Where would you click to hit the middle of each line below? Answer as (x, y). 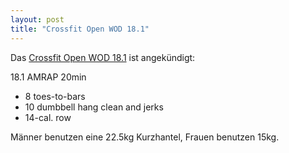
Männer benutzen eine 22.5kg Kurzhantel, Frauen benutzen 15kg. (145, 137)
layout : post (37, 19)
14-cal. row (48, 117)
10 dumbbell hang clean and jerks (94, 107)
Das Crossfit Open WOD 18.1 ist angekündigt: (103, 57)
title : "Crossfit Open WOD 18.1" (80, 29)
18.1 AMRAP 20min (48, 77)
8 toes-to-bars (55, 96)
